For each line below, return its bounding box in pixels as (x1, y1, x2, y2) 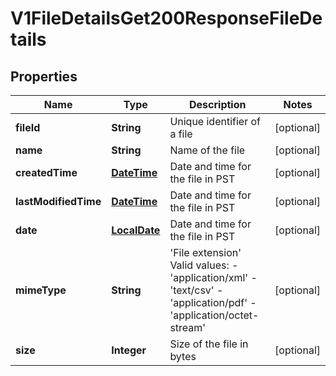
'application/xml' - (169, 271, 258, 284)
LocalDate (111, 223, 161, 237)
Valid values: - (169, 258, 239, 272)
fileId (15, 121, 41, 134)
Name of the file (169, 143, 246, 157)
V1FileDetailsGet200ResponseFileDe (10, 7, 323, 30)
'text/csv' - (169, 283, 224, 297)
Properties (10, 68, 78, 85)
